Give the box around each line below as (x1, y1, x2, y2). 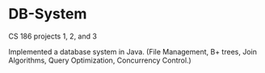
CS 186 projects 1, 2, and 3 (8, 31, 97, 41)
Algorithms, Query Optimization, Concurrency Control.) (8, 55, 191, 65)
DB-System (8, 5, 87, 23)
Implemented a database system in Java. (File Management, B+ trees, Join (8, 47, 257, 56)
